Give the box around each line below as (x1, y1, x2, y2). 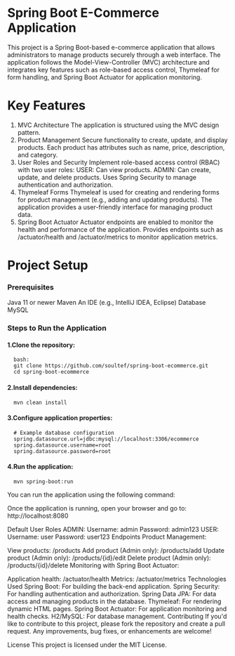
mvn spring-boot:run (13, 478, 74, 485)
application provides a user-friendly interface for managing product (17, 202, 213, 211)
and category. (17, 150, 58, 159)
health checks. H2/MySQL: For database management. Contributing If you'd (7, 612, 227, 621)
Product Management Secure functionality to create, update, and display (17, 136, 228, 144)
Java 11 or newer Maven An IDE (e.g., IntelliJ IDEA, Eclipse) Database (7, 299, 206, 307)
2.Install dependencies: (7, 383, 79, 392)
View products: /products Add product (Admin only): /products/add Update (7, 546, 224, 555)
